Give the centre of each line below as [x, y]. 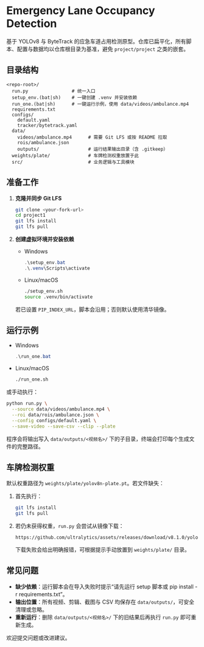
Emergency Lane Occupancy [81, 11]
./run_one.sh [32, 379]
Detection [32, 24]
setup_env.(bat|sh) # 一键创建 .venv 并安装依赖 [75, 97]
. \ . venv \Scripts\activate [57, 268]
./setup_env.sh [43, 291]
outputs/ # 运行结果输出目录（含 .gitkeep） [93, 149]
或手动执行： [22, 392]
